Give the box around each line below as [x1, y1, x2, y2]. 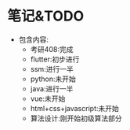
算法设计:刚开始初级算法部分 [30, 113, 122, 123]
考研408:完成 [30, 44, 74, 54]
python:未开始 [30, 74, 76, 84]
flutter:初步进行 [30, 54, 80, 64]
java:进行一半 [30, 84, 74, 93]
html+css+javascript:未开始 [30, 103, 119, 113]
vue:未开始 [30, 94, 66, 103]
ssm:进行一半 [30, 64, 74, 73]
